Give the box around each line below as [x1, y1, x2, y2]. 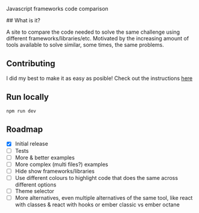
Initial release [14, 140, 48, 147]
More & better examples [14, 153, 75, 161]
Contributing [6, 58, 55, 69]
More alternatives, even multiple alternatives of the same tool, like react [14, 194, 193, 201]
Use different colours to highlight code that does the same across [14, 174, 178, 181]
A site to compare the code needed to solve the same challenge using [6, 28, 180, 35]
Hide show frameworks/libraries [14, 167, 95, 174]
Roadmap [6, 125, 43, 135]
